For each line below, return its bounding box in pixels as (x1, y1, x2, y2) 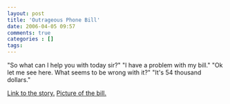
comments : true (7, 29, 51, 37)
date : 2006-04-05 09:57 (7, 23, 76, 30)
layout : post (7, 10, 45, 17)
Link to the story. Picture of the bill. (7, 89, 107, 97)
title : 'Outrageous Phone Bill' (7, 17, 100, 23)
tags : (7, 42, 23, 49)
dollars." (7, 76, 31, 83)
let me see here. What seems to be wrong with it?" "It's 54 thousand (7, 68, 202, 76)
